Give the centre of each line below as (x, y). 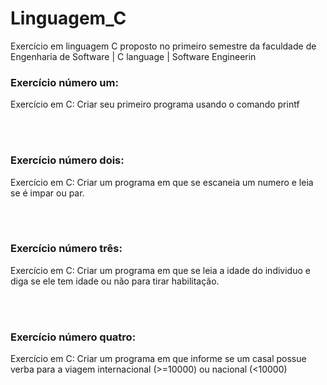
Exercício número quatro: (73, 337)
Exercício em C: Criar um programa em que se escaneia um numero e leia (162, 182)
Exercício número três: (66, 249)
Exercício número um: (64, 82)
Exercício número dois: (67, 160)
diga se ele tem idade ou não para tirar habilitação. (115, 281)
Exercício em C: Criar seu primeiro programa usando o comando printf (155, 104)
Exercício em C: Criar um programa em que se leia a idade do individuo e (160, 270)
